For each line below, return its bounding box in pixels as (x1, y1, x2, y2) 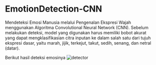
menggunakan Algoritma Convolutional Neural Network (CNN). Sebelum (5, 24, 149, 30)
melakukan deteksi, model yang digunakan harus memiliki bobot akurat (5, 30, 146, 35)
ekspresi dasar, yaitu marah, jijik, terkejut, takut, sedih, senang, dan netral (5, 40, 151, 46)
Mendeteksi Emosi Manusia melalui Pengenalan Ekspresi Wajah (5, 19, 131, 25)
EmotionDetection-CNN (5, 3, 102, 15)
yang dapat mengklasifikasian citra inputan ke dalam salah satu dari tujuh (5, 35, 151, 41)
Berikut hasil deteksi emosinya (5, 54, 66, 60)
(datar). (5, 45, 20, 51)
